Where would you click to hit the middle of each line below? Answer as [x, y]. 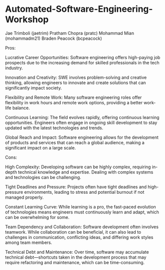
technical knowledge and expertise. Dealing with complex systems [86, 172]
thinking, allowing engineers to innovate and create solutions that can [76, 83]
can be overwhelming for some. [37, 217]
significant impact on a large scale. [41, 148]
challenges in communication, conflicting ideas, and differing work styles [79, 237]
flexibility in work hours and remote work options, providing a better [74, 102]
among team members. [29, 242]
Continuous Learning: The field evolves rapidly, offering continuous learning [82, 117]
